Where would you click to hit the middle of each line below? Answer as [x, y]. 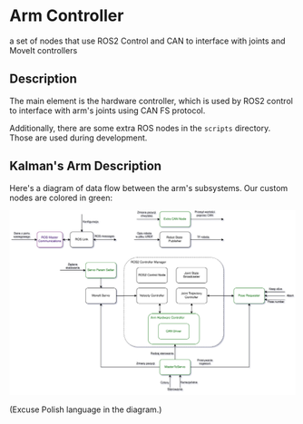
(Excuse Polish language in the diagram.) [86, 410]
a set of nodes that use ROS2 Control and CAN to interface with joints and [147, 41]
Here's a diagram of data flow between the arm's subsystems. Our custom [149, 188]
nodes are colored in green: [61, 198]
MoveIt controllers [44, 50]
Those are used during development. [78, 138]
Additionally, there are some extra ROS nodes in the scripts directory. [140, 128]
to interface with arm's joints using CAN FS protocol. [108, 111]
